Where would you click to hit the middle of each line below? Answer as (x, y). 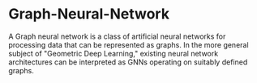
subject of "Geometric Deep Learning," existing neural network (114, 53)
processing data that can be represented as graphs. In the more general (128, 44)
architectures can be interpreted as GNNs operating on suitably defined (128, 62)
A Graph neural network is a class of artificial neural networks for (117, 36)
